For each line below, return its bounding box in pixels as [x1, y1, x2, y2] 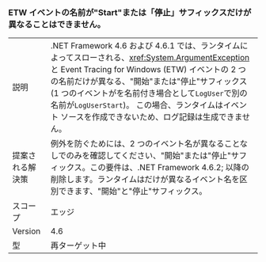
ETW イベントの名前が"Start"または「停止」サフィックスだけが [8, 6, 252, 17]
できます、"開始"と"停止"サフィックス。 [58, 186, 207, 197]
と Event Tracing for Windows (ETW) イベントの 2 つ [50, 64, 247, 75]
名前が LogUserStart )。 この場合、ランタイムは [50, 100, 224, 111]
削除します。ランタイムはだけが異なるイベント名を [50, 174, 240, 185]
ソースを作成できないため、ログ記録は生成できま [60, 112, 243, 123]
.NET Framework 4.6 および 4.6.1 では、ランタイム [50, 40, 241, 51]
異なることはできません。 [8, 18, 105, 29]
